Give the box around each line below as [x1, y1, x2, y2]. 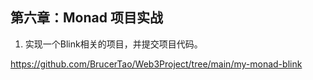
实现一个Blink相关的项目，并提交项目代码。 [24, 38, 203, 50]
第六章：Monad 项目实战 [10, 9, 163, 27]
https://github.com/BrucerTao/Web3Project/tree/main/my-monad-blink [10, 58, 303, 70]
